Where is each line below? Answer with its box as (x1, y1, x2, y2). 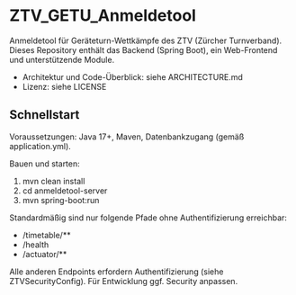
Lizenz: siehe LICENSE (22, 81, 107, 92)
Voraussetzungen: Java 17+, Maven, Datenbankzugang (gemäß (9, 131, 245, 142)
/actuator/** (22, 248, 67, 259)
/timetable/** (22, 229, 71, 240)
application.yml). (9, 140, 72, 151)
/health (22, 239, 49, 250)
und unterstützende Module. (9, 54, 115, 65)
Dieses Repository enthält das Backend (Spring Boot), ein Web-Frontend (9, 44, 278, 55)
